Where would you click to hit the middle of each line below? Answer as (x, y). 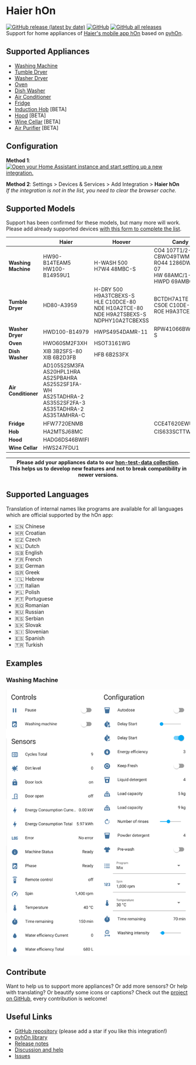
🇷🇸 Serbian (29, 618)
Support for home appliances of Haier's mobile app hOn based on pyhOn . (94, 33)
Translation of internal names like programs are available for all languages (95, 509)
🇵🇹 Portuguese (34, 598)
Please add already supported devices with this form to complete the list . (94, 229)
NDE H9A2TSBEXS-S (120, 315)
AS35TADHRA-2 (63, 409)
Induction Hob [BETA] (41, 109)
